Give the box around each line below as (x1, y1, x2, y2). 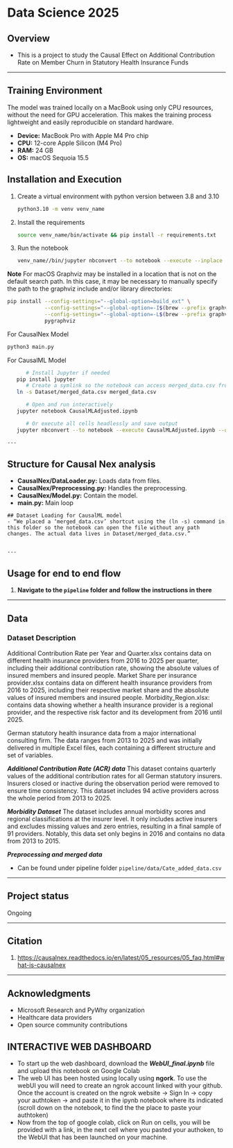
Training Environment (7, 85, 103, 96)
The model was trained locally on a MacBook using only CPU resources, (7, 103, 214, 112)
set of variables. (7, 751, 53, 759)
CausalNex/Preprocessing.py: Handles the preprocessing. (17, 484, 187, 492)
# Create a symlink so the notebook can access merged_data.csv (25, 382, 216, 389)
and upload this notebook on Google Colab (17, 1067, 140, 1075)
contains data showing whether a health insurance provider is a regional (7, 701, 214, 709)
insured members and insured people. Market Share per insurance (7, 671, 198, 679)
